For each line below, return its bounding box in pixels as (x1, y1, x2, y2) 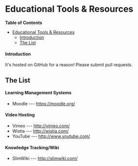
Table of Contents (5, 20, 43, 26)
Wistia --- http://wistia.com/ (12, 128, 69, 134)
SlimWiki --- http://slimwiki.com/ (12, 156, 78, 162)
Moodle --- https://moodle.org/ (12, 101, 75, 107)
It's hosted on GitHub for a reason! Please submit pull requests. (5, 62, 133, 68)
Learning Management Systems (5, 90, 72, 96)
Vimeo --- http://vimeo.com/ (12, 123, 70, 129)
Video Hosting (5, 112, 35, 118)
